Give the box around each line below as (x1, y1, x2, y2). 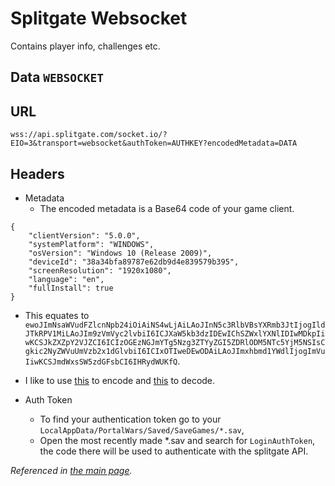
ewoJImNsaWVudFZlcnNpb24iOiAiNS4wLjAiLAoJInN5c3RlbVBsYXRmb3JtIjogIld (24, 320, 326, 330)
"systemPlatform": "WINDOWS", (28, 239, 155, 249)
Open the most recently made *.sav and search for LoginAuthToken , (39, 434, 316, 446)
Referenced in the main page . (10, 464, 133, 476)
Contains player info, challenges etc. (10, 40, 161, 52)
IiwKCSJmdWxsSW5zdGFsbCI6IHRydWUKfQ (24, 357, 178, 367)
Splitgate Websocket (10, 7, 188, 30)
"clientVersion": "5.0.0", (28, 230, 141, 241)
